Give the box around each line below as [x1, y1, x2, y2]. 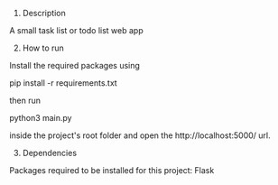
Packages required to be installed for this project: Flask [9, 165, 215, 175]
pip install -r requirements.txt [9, 78, 117, 88]
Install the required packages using [9, 60, 140, 70]
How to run [22, 42, 65, 53]
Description [22, 8, 66, 18]
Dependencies [22, 148, 78, 158]
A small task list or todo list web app [9, 25, 144, 35]
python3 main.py [9, 113, 72, 123]
